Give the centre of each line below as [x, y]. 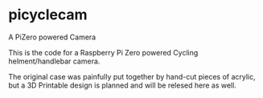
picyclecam [48, 15]
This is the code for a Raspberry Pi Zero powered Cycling [103, 52]
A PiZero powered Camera [52, 37]
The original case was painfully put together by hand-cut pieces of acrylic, [132, 76]
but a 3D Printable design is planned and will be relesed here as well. [123, 85]
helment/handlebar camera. [54, 61]
